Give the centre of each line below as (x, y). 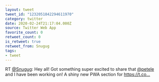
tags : (11, 51)
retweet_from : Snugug (27, 46)
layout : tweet (20, 10)
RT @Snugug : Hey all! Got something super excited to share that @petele (80, 69)
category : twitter (24, 19)
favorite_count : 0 (24, 32)
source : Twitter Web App (31, 28)
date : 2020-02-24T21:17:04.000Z (38, 23)
